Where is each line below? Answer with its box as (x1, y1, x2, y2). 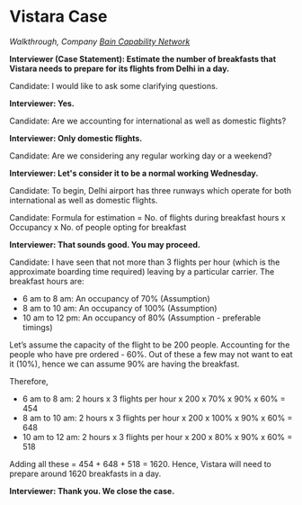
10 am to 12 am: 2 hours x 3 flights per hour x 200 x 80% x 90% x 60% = (22, 431, 293, 442)
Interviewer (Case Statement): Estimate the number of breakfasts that (9, 53, 277, 64)
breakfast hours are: (9, 275, 84, 286)
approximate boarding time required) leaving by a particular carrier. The (9, 266, 275, 276)
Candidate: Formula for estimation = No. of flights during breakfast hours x (9, 212, 286, 222)
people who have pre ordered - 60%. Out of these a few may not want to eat (9, 348, 294, 359)
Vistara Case (9, 6, 108, 27)
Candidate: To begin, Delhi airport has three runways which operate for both (9, 185, 292, 195)
